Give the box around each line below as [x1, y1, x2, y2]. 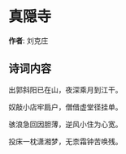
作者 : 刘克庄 [8, 36, 49, 45]
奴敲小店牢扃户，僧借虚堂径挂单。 [8, 102, 123, 112]
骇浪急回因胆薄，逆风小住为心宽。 [8, 119, 123, 129]
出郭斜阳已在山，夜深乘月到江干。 [8, 84, 123, 94]
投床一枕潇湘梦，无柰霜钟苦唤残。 [8, 136, 123, 146]
